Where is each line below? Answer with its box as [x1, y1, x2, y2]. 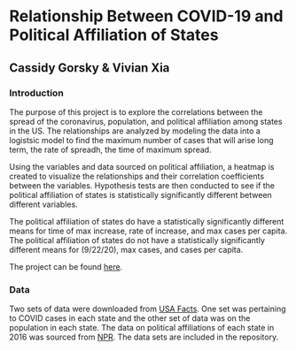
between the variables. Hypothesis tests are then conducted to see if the [9, 179, 276, 191]
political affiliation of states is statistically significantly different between [9, 189, 272, 200]
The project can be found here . [9, 261, 123, 271]
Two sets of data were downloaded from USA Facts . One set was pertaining [9, 303, 286, 315]
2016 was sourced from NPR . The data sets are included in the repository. [9, 332, 279, 342]
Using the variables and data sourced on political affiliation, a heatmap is [9, 161, 275, 172]
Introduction [9, 87, 64, 99]
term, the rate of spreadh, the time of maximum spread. [9, 144, 212, 155]
